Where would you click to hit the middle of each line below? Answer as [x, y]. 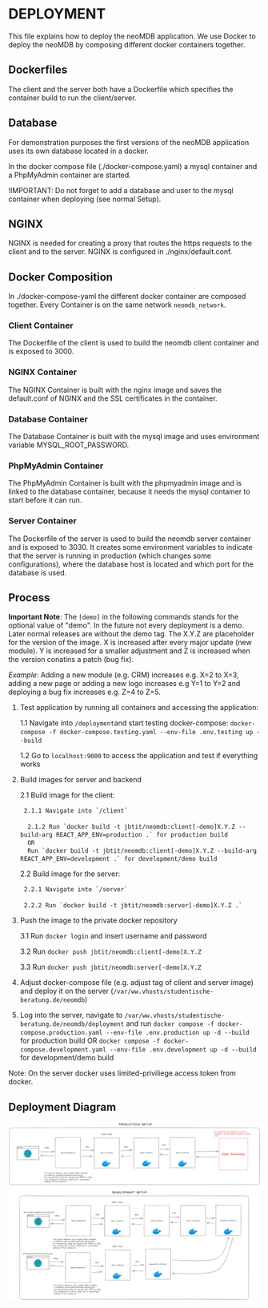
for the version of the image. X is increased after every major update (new [130, 643]
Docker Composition [61, 277]
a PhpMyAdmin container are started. [70, 175]
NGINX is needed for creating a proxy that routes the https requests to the [130, 243]
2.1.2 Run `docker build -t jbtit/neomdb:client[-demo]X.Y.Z [132, 827]
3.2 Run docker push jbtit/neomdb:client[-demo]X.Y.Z [110, 951]
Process [29, 598]
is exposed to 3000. [41, 351]
